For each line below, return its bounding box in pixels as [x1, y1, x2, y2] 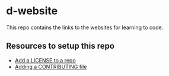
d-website [6, 4, 58, 18]
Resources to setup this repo [6, 41, 114, 51]
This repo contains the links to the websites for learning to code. [6, 24, 164, 31]
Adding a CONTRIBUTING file [14, 63, 87, 70]
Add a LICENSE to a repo [14, 56, 76, 64]
